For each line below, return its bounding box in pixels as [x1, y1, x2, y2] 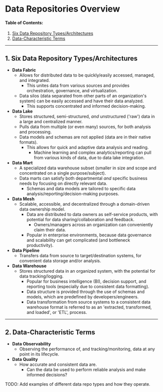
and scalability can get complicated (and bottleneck [26, 237, 130, 243]
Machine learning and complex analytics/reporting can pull [33, 149, 152, 156]
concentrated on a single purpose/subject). [19, 170, 106, 176]
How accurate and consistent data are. [19, 361, 97, 367]
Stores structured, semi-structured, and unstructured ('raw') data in [19, 114, 155, 119]
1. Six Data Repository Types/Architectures [5, 54, 138, 63]
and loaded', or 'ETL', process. [26, 310, 87, 315]
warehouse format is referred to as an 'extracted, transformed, [26, 304, 152, 310]
